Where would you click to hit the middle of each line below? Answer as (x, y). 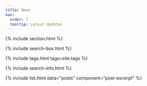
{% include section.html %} (34, 39)
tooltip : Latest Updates (36, 24)
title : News (18, 10)
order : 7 (19, 19)
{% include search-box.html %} (39, 48)
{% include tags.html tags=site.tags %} (46, 59)
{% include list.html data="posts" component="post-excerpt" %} (74, 78)
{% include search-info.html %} (39, 68)
